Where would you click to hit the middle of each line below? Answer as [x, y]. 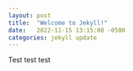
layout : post [30, 15]
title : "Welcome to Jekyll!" [58, 23]
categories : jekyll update [53, 37]
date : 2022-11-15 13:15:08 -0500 [67, 30]
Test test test [30, 60]
